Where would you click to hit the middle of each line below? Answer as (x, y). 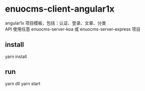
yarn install (16, 56)
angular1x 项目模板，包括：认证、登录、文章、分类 (56, 23)
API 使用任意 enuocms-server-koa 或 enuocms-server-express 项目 (73, 29)
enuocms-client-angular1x (60, 9)
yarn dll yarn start (23, 83)
